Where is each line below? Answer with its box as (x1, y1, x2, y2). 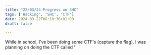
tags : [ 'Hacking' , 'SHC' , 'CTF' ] (5, 12, 74, 17)
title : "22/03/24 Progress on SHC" (5, 7, 79, 12)
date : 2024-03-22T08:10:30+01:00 (5, 16, 74, 21)
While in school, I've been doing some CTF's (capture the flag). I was (5, 39, 146, 45)
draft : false (5, 21, 32, 26)
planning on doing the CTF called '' (5, 44, 77, 50)
